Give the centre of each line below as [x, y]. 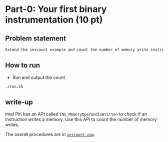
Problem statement [36, 38]
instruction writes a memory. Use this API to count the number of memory [81, 119]
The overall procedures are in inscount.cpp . [50, 134]
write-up [19, 102]
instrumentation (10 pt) [54, 20]
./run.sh [14, 86]
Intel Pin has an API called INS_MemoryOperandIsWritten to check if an [76, 114]
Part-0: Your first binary [56, 9]
